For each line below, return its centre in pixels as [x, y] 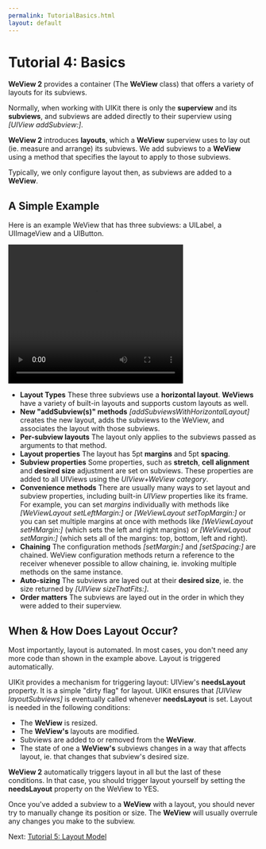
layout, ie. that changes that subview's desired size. [104, 757]
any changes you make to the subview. [72, 821]
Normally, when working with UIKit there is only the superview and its [123, 108]
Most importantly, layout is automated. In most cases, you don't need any [128, 650]
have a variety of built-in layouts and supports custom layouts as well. [134, 403]
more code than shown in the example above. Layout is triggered [114, 658]
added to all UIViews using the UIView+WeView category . [114, 479]
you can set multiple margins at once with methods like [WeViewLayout [136, 522]
